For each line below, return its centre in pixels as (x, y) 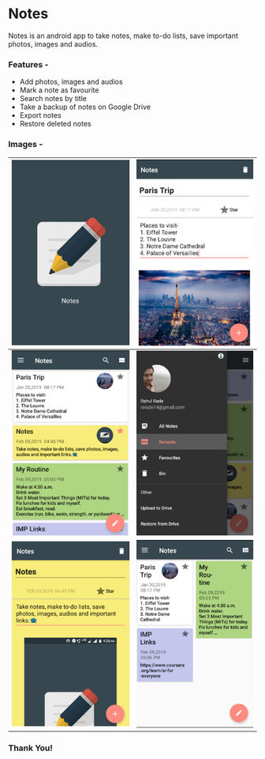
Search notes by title (53, 99)
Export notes (40, 115)
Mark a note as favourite (59, 90)
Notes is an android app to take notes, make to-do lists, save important (123, 36)
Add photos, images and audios (71, 82)
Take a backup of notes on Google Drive (85, 107)
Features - (28, 64)
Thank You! (31, 748)
